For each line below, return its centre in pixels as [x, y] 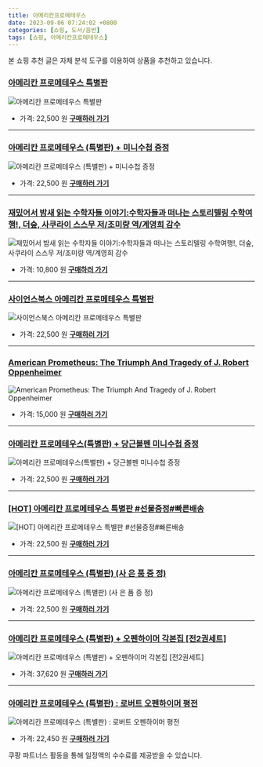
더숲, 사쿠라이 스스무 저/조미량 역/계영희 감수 [102, 225]
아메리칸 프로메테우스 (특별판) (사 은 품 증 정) [87, 574]
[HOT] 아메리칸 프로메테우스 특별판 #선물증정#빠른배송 [106, 509]
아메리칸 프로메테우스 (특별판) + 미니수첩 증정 [89, 148]
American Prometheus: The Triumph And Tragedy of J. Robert [128, 363]
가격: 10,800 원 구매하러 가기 [63, 270]
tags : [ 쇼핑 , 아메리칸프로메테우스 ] [58, 37]
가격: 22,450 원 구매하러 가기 [64, 739]
